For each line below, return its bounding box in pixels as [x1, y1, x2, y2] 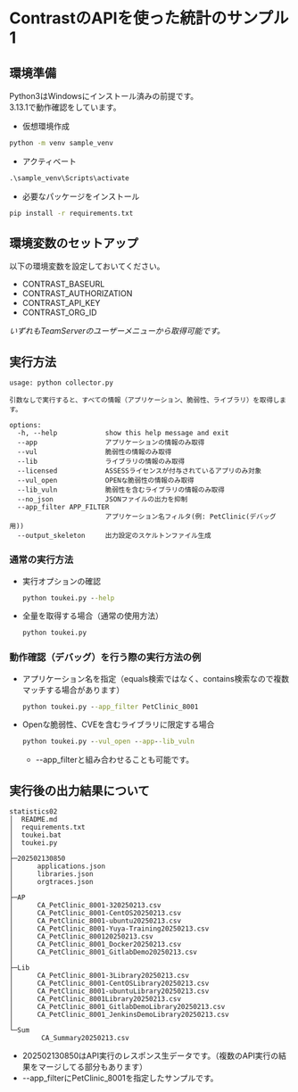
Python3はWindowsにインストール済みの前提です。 [9, 91, 199, 101]
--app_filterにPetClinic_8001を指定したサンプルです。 [21, 1072, 219, 1084]
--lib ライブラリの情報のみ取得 [17, 457, 186, 467]
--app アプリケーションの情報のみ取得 [17, 438, 205, 447]
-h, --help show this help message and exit [17, 429, 229, 438]
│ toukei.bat [9, 831, 62, 840]
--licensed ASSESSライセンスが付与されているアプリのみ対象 [17, 467, 261, 476]
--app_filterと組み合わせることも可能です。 [35, 755, 195, 765]
